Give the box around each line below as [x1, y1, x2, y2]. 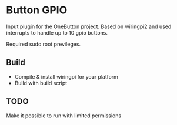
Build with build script [14, 79, 68, 86]
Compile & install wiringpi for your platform [14, 73, 119, 80]
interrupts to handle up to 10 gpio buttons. [6, 29, 108, 36]
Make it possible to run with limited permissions [6, 112, 122, 119]
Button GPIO [6, 4, 68, 17]
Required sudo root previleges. [6, 40, 81, 48]
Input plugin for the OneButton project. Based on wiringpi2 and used [6, 23, 172, 30]
